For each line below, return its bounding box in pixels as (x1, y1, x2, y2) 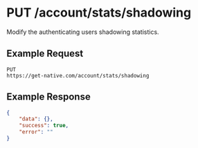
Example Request (6, 48, 84, 59)
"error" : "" (19, 129, 53, 136)
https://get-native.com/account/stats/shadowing (6, 72, 150, 79)
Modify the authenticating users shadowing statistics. (6, 28, 160, 36)
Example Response (6, 91, 91, 103)
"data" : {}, (19, 115, 53, 122)
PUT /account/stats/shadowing (6, 5, 192, 21)
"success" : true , (19, 122, 69, 129)
